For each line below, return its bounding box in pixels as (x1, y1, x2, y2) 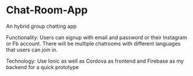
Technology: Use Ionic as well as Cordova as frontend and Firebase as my (6, 57, 184, 64)
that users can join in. (6, 46, 58, 53)
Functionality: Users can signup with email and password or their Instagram (6, 34, 188, 41)
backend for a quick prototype (6, 63, 79, 70)
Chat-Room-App (6, 3, 88, 17)
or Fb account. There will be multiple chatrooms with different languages (6, 40, 181, 47)
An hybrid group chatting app (6, 23, 77, 30)
